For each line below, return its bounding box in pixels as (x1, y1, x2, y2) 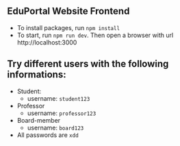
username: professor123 (27, 109, 97, 117)
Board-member (16, 116, 61, 124)
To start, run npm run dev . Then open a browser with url (16, 31, 174, 39)
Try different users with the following (7, 58, 169, 70)
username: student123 (27, 94, 90, 102)
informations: (7, 69, 66, 81)
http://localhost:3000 (16, 38, 77, 47)
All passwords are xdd (16, 130, 79, 139)
